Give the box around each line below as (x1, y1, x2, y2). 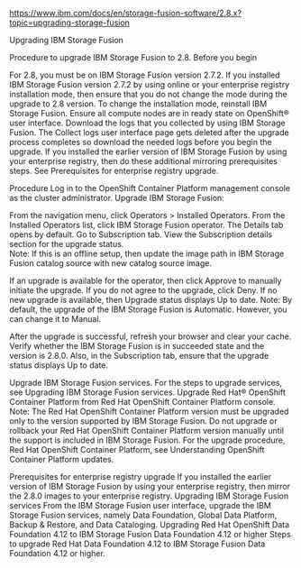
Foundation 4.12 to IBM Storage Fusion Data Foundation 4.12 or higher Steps (9, 529, 291, 539)
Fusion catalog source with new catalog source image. (9, 258, 212, 269)
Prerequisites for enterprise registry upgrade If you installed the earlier (9, 472, 272, 481)
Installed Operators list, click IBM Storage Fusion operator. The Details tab (9, 220, 284, 230)
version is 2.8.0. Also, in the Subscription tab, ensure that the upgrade (9, 351, 269, 361)
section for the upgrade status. (9, 239, 124, 249)
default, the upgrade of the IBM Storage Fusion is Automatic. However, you (9, 304, 287, 315)
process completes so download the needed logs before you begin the (9, 137, 272, 147)
